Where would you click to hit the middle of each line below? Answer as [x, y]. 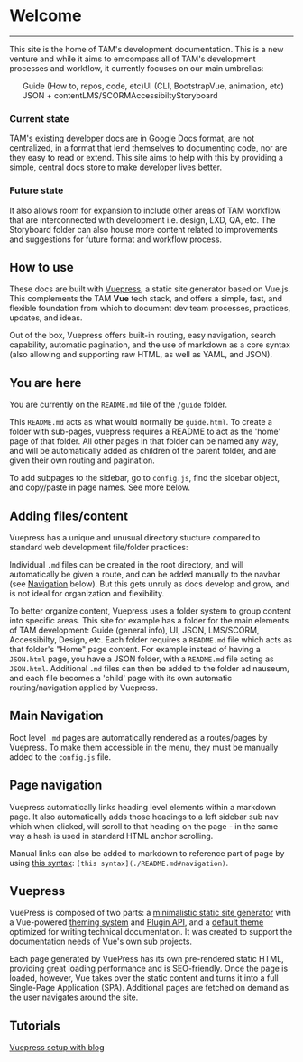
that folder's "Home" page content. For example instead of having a [135, 649]
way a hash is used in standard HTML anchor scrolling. [111, 836]
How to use [41, 267]
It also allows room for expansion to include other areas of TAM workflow [145, 210]
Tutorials [35, 1025]
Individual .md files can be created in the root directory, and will [127, 564]
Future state [37, 190]
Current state [39, 118]
